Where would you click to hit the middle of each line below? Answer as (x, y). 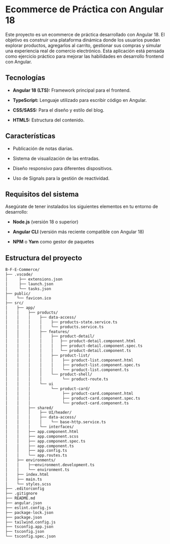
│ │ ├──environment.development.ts (50, 465)
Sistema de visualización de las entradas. (56, 158)
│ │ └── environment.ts (38, 470)
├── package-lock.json (29, 512)
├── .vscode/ (19, 275)
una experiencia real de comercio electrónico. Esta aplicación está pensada (85, 51)
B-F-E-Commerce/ (22, 270)
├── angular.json (24, 503)
